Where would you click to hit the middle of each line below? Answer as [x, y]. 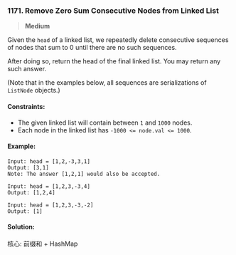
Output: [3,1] [28, 167]
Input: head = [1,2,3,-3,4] [49, 186]
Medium [37, 26]
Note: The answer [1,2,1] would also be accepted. [84, 174]
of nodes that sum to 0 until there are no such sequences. [92, 48]
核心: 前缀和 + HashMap [43, 244]
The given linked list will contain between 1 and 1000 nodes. [105, 123]
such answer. [27, 69]
